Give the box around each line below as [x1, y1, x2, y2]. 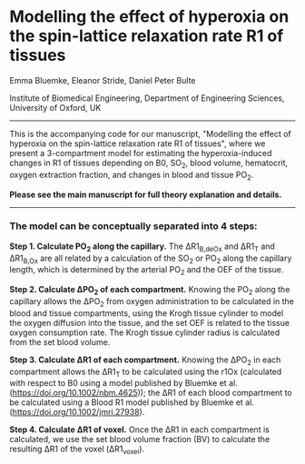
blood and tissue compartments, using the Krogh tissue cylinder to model [9, 307, 284, 319]
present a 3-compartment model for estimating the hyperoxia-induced [9, 147, 272, 158]
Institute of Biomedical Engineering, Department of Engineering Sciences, [9, 93, 285, 104]
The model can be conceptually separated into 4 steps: [9, 220, 258, 232]
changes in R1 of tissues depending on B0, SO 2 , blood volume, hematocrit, [9, 157, 289, 170]
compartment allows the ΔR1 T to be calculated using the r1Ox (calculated [9, 366, 282, 379]
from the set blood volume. [9, 336, 111, 347]
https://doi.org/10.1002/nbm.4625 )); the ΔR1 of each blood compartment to [12, 388, 292, 399]
